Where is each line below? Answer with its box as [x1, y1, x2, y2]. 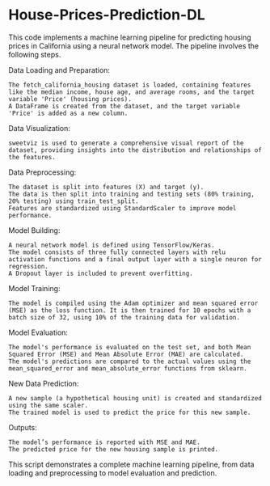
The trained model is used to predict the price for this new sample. [8, 408, 251, 416]
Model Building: [8, 225, 61, 235]
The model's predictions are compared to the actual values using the [8, 357, 251, 366]
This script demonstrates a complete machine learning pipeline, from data [8, 459, 255, 469]
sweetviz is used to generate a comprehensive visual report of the [8, 139, 244, 147]
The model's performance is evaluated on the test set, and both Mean [8, 343, 251, 351]
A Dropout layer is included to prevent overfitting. [8, 269, 194, 277]
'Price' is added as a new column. [8, 109, 129, 117]
